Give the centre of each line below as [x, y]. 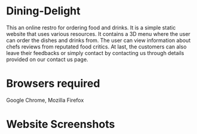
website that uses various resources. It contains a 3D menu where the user [98, 33]
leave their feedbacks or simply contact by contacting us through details [95, 53]
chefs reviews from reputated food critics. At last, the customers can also [96, 47]
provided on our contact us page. [47, 59]
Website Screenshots [61, 124]
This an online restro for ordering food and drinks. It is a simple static [91, 28]
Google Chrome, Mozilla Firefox [45, 100]
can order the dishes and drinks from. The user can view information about [98, 40]
